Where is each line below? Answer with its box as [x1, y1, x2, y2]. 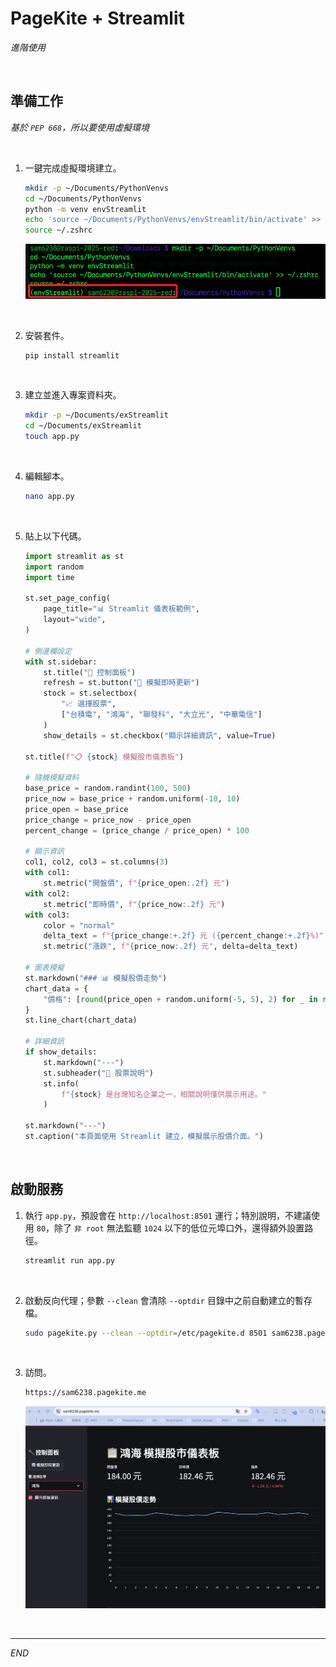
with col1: [24, 868, 71, 878]
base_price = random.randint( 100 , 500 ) [24, 783, 192, 794]
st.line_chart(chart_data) [24, 1015, 138, 1026]
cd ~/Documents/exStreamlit [24, 421, 142, 431]
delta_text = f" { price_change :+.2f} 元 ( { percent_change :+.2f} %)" [43, 931, 325, 941]
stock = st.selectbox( [43, 688, 138, 699]
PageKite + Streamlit [10, 7, 185, 30]
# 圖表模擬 [24, 963, 65, 973]
